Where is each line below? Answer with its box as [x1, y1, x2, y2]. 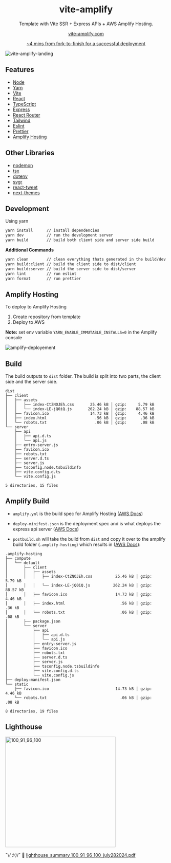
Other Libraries [5, 149, 55, 157]
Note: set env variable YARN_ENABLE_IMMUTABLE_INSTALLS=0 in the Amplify [5, 329, 157, 335]
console [5, 335, 23, 341]
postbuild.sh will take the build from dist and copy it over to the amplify [12, 536, 166, 542]
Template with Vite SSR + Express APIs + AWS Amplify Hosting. [18, 21, 154, 27]
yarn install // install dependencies [5, 228, 100, 233]
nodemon [12, 162, 33, 168]
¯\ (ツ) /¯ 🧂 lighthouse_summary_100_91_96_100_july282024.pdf [5, 852, 136, 858]
